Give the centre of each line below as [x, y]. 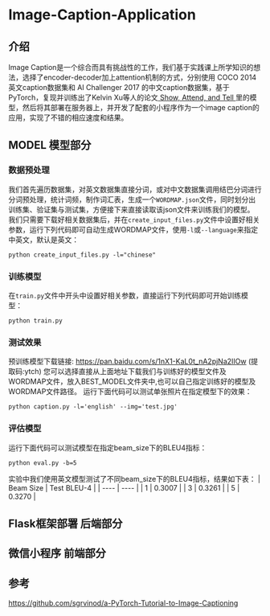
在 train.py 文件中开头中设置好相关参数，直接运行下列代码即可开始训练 [125, 295]
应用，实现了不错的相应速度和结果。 [68, 117]
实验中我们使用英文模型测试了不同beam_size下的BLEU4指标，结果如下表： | [135, 478]
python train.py [35, 320]
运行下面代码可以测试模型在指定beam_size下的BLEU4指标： [108, 447]
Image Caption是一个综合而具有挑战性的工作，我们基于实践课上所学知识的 [131, 67]
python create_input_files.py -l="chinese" [82, 255]
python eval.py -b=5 [43, 463]
